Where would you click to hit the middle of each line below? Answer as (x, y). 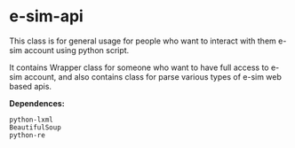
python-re (28, 135)
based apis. (30, 86)
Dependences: (37, 103)
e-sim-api (47, 16)
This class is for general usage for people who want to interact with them (143, 41)
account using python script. (76, 50)
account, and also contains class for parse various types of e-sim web (153, 76)
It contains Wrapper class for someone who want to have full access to (139, 67)
